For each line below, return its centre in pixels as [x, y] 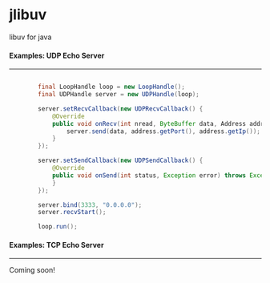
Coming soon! [32, 270]
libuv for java [30, 37]
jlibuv [28, 15]
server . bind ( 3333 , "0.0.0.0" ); [90, 205]
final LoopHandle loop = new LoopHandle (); [111, 87]
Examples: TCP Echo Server [56, 245]
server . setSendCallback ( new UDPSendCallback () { [121, 161]
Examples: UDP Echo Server [57, 55]
